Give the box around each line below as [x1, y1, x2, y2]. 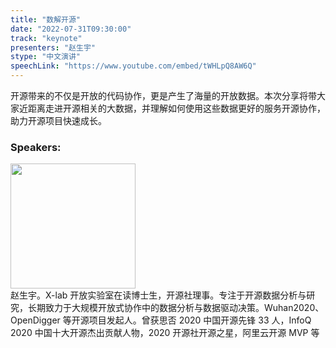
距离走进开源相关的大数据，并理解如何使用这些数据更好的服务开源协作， [27, 102, 326, 114]
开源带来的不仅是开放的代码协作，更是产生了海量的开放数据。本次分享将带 [10, 90, 317, 101]
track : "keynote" [10, 33, 83, 43]
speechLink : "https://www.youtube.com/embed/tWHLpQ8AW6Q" [10, 61, 257, 71]
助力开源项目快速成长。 [10, 115, 107, 126]
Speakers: [10, 140, 62, 154]
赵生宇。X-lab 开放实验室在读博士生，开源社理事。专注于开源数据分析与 [10, 289, 307, 301]
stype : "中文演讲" [10, 52, 82, 62]
